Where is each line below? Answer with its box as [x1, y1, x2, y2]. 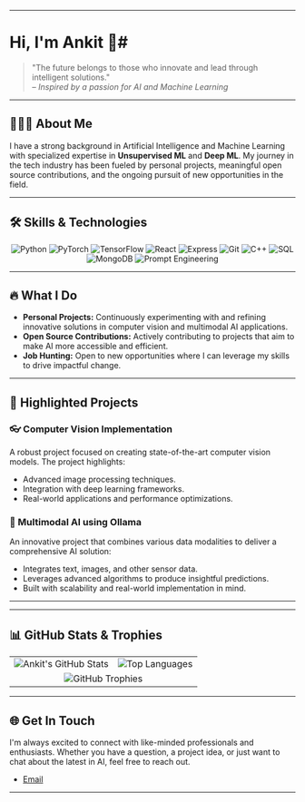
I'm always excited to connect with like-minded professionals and [9, 737, 254, 748]
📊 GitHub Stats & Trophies [9, 627, 163, 642]
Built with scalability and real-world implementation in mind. [22, 582, 247, 594]
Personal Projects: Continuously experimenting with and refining [22, 312, 266, 323]
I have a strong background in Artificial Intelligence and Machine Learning [9, 140, 286, 151]
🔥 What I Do [9, 288, 78, 303]
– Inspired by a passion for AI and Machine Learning [31, 81, 229, 92]
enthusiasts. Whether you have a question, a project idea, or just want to [9, 746, 280, 758]
